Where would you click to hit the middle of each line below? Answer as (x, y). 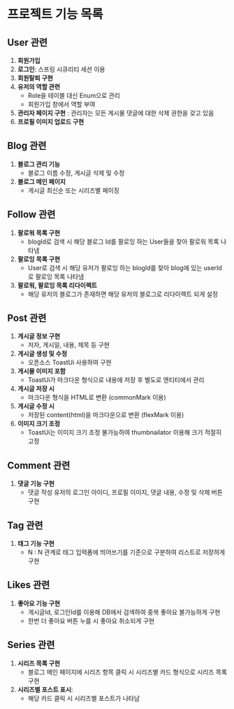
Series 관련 (31, 645)
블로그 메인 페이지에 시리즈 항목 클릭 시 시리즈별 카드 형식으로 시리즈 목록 (127, 672)
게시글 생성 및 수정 (42, 353)
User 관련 (27, 42)
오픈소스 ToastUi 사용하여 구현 (70, 363)
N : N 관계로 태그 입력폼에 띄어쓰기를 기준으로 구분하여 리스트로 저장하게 (126, 552)
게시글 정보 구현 (39, 336)
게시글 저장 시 (36, 388)
